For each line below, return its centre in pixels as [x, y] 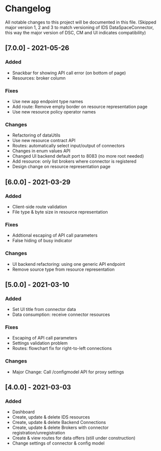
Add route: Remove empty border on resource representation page [80, 107]
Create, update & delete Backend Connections [59, 423]
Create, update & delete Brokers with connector [60, 427]
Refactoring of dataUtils [36, 135]
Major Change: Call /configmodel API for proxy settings [68, 372]
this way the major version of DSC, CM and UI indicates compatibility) [76, 32]
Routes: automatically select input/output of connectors [68, 146]
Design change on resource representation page [61, 167]
